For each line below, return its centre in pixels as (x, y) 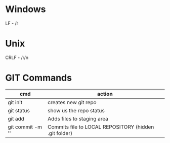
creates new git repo (72, 102)
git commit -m (25, 127)
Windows (26, 9)
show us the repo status (76, 110)
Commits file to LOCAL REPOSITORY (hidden (101, 127)
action (105, 94)
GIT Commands (39, 78)
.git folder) (60, 133)
